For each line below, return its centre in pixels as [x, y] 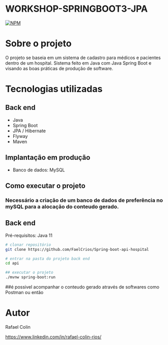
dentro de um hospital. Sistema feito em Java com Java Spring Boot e [78, 63]
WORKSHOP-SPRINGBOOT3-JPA [77, 9]
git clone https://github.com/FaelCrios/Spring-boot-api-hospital [77, 249]
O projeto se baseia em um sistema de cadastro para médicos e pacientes [83, 57]
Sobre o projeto [38, 44]
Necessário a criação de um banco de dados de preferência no [84, 200]
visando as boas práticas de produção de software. [59, 68]
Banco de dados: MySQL [39, 170]
